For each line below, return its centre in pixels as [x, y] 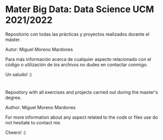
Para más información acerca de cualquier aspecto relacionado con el [78, 59]
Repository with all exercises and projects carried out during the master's [82, 92]
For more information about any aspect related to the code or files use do [82, 117]
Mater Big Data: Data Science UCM [80, 9]
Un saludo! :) [18, 74]
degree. [13, 98]
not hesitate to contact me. [33, 123]
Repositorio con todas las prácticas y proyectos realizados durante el [77, 34]
